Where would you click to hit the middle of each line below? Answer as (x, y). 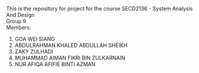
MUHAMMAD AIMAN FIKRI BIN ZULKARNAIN (70, 58)
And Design (20, 15)
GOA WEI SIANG (35, 39)
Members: (19, 27)
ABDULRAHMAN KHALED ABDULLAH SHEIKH (71, 45)
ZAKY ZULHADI (34, 52)
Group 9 (16, 21)
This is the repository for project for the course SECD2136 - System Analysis (99, 9)
